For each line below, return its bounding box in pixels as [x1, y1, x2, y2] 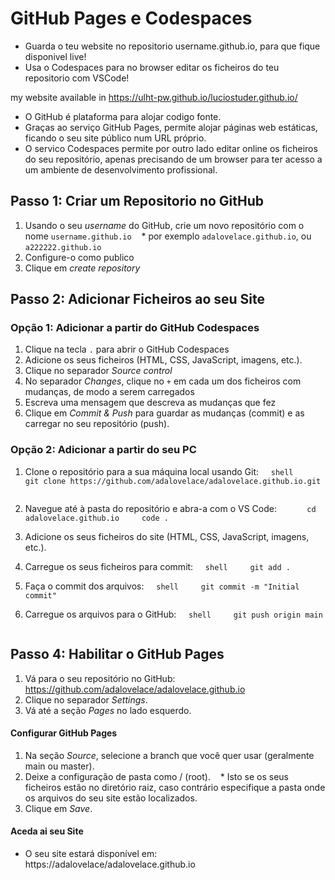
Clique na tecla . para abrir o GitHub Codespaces [24, 343, 230, 356]
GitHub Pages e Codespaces [10, 7, 253, 30]
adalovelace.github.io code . [24, 513, 169, 523]
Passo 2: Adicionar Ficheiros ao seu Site [10, 291, 266, 308]
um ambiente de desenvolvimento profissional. [24, 163, 218, 176]
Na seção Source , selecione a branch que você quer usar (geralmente [24, 749, 315, 761]
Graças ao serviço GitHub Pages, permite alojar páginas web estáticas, [24, 121, 318, 133]
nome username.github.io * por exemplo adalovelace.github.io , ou [24, 230, 312, 242]
